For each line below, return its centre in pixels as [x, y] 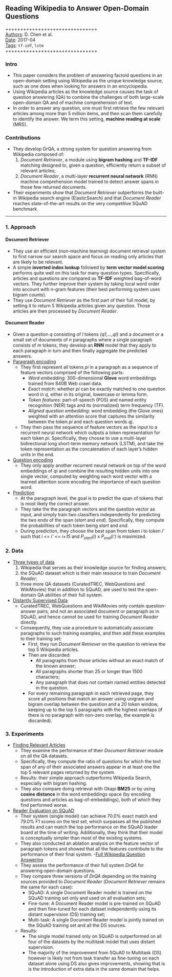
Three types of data [34, 562]
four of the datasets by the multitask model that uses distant [91, 942]
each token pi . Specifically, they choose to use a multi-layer [83, 438]
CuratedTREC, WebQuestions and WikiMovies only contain [82, 606]
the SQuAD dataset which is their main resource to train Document [91, 573]
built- [158, 193]
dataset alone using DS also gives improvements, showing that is [96, 964]
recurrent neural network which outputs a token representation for [90, 432]
